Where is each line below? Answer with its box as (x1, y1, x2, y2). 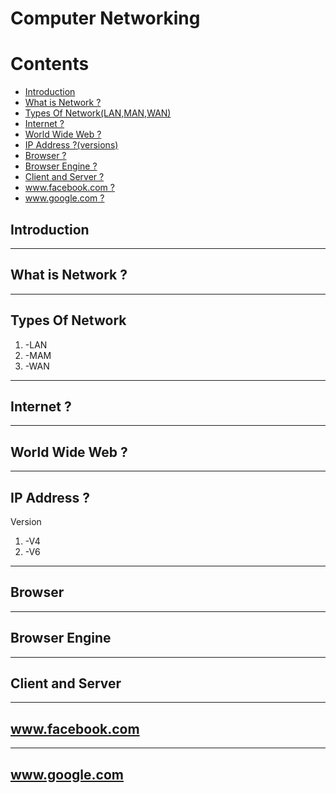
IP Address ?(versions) (24, 139, 119, 151)
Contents (10, 53, 90, 76)
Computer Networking (10, 7, 201, 30)
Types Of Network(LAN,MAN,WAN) (24, 107, 172, 119)
